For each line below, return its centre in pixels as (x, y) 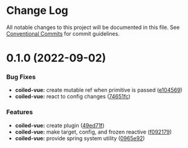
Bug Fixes (21, 77)
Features (20, 112)
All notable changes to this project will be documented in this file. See (93, 27)
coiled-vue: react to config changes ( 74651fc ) (73, 97)
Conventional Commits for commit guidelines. (63, 33)
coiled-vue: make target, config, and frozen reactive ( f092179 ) (93, 132)
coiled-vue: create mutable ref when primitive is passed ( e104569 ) (99, 90)
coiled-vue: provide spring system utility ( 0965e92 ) (80, 138)
